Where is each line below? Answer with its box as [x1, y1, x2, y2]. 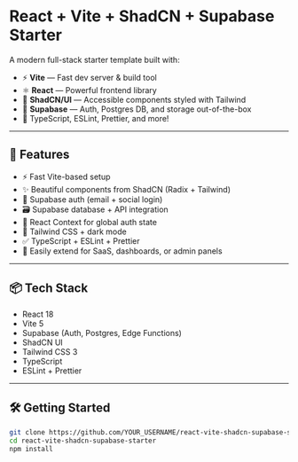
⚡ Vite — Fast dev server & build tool [21, 72, 157, 82]
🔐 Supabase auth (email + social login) [21, 193, 163, 205]
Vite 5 [21, 317, 44, 329]
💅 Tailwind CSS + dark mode [21, 226, 127, 237]
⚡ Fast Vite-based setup [21, 171, 111, 182]
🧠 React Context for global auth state [21, 216, 158, 227]
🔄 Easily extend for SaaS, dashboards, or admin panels [21, 246, 223, 256]
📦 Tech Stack [9, 281, 89, 296]
